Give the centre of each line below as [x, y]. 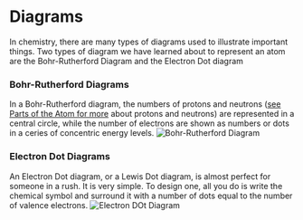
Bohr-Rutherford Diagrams [69, 84]
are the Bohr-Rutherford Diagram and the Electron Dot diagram [127, 61]
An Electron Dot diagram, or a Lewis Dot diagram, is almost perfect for [140, 176]
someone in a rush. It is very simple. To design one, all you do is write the [146, 186]
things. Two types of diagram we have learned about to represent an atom [147, 51]
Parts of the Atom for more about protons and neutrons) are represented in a [152, 114]
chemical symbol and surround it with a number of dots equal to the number [151, 196]
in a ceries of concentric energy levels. [82, 133]
